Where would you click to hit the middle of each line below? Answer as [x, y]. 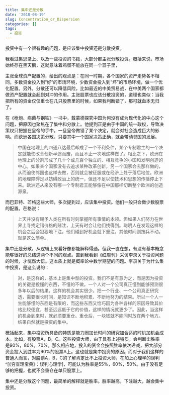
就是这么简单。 [33, 238]
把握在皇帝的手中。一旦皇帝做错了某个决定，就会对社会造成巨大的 [87, 130]
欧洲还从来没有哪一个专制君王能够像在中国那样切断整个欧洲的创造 [95, 185]
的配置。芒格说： [23, 208]
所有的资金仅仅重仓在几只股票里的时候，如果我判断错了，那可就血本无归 [84, 101]
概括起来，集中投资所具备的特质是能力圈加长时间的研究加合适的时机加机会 [82, 333]
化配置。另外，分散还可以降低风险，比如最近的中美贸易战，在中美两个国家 [82, 88]
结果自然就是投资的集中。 [44, 322]
